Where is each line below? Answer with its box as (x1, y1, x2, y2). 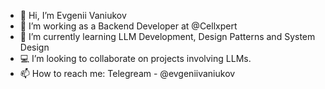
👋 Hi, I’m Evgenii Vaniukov (19, 10, 127, 21)
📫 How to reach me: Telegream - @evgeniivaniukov (19, 68, 236, 79)
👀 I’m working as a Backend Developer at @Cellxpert (19, 20, 238, 32)
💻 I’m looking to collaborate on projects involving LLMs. (19, 53, 252, 64)
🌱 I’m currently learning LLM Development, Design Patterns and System (19, 31, 316, 42)
